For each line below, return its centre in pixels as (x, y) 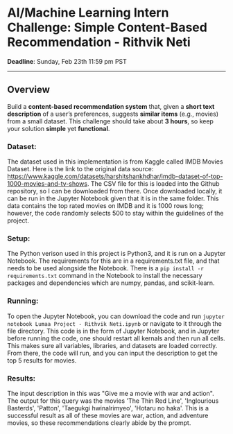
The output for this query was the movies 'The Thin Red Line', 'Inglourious (113, 401)
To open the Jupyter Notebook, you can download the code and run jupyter (116, 316)
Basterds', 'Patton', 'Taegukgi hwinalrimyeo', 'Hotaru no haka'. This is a (108, 408)
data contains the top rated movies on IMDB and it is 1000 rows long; (106, 206)
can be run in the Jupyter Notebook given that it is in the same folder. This (113, 198)
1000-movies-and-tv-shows (48, 184)
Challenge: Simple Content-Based (107, 27)
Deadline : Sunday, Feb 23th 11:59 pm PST (67, 61)
